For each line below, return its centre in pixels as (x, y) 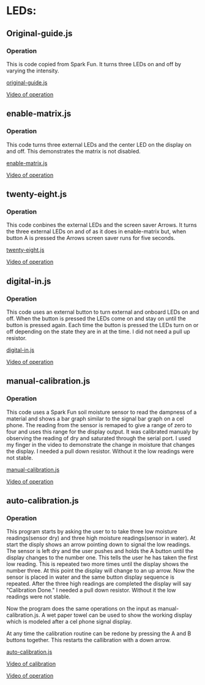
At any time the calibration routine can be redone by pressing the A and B (99, 633)
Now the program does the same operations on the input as (82, 609)
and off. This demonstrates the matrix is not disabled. (73, 151)
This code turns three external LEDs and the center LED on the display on (99, 144)
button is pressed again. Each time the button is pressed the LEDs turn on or (102, 325)
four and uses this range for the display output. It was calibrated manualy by (102, 432)
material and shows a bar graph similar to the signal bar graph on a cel (95, 419)
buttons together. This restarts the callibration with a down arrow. (89, 640)
